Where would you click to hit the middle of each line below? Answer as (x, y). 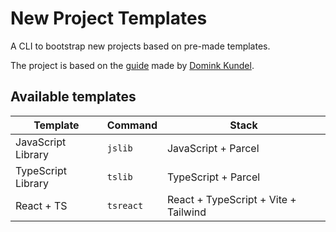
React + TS (41, 205)
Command (132, 125)
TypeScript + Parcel (213, 177)
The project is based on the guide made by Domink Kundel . (132, 65)
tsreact (125, 205)
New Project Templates (109, 18)
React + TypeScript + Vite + (231, 199)
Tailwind (186, 212)
